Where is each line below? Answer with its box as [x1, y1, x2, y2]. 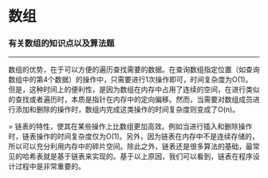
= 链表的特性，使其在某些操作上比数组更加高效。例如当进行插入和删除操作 [8, 121, 253, 132]
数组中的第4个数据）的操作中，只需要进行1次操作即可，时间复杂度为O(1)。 [8, 75, 253, 85]
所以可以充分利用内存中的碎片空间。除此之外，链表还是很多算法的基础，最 [8, 141, 253, 152]
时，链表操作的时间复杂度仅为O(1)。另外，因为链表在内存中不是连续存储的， [8, 132, 259, 141]
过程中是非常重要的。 [14, 161, 85, 172]
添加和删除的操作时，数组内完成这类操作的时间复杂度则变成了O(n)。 [14, 105, 240, 114]
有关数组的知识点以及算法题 [8, 38, 115, 49]
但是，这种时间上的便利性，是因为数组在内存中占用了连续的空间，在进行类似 [8, 85, 260, 94]
